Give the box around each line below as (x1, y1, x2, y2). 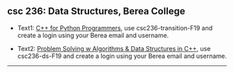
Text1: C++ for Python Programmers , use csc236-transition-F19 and (17, 23, 213, 32)
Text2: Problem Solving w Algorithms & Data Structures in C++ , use (17, 44, 211, 52)
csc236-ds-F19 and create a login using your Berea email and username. (17, 52, 227, 60)
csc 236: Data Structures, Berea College (7, 6, 186, 17)
